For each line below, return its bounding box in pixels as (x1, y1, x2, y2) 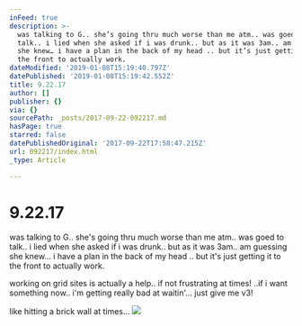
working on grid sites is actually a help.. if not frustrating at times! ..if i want (9, 278, 288, 289)
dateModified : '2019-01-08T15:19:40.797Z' (9, 64, 171, 73)
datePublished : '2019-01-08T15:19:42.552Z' (9, 72, 175, 81)
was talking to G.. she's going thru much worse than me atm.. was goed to (9, 231, 285, 243)
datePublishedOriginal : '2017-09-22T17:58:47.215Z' (9, 139, 207, 148)
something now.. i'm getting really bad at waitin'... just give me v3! (9, 287, 253, 298)
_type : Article (9, 155, 67, 165)
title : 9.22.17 (9, 80, 67, 89)
